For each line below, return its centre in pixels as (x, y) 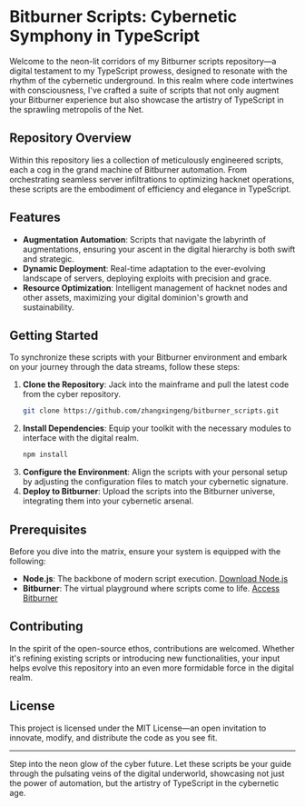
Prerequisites (48, 529)
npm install (45, 455)
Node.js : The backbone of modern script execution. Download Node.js (155, 578)
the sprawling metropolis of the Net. (77, 109)
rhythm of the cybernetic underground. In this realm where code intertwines (152, 80)
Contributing (46, 627)
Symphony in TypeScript (105, 36)
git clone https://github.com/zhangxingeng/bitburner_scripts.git (151, 411)
